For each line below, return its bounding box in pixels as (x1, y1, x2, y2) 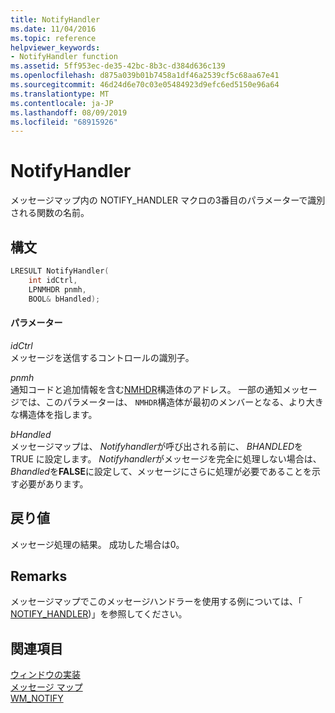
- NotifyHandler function (10, 52, 118, 62)
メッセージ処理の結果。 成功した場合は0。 (10, 538, 185, 550)
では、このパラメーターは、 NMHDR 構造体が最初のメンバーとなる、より (18, 396, 307, 408)
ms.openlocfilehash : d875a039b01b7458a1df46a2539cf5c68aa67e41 (10, 71, 280, 81)
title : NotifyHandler (10, 14, 101, 25)
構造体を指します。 (18, 408, 98, 420)
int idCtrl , (28, 275, 78, 285)
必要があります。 (18, 477, 89, 490)
